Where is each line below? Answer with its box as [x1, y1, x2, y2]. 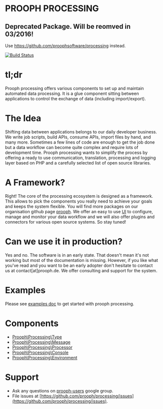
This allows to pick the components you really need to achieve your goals [5, 198, 152, 204]
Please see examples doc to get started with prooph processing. [5, 300, 135, 307]
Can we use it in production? [5, 236, 123, 247]
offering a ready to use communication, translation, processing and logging [5, 154, 156, 161]
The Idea [5, 113, 41, 124]
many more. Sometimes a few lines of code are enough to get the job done [5, 139, 155, 145]
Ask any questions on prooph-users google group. [12, 388, 113, 393]
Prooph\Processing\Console [12, 349, 69, 355]
